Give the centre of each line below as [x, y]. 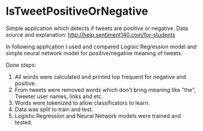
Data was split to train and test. [54, 109]
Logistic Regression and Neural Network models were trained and [98, 116]
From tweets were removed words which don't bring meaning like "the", [105, 89]
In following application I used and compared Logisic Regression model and [101, 47]
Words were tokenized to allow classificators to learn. [82, 103]
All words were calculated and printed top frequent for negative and [100, 77]
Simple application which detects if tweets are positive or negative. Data [97, 28]
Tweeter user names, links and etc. [59, 96]
